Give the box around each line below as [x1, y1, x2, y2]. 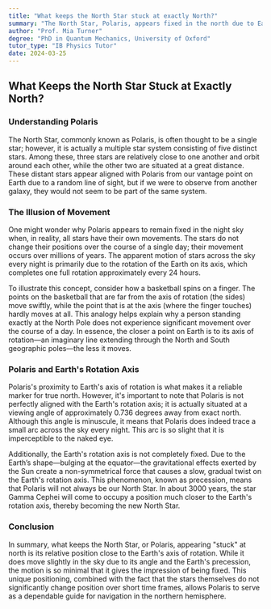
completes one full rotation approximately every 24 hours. [8, 268, 202, 277]
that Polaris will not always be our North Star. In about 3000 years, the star [8, 484, 256, 493]
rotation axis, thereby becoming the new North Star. [8, 501, 181, 510]
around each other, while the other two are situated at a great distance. [8, 160, 244, 170]
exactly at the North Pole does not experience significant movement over [8, 317, 252, 328]
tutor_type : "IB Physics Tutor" [8, 42, 117, 50]
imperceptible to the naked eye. [8, 433, 114, 443]
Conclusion [8, 521, 55, 532]
